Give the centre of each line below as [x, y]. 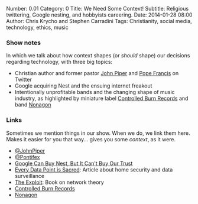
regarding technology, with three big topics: [59, 62]
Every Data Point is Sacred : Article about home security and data [94, 169]
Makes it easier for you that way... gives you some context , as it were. [91, 139]
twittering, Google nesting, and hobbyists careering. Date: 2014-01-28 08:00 [99, 15]
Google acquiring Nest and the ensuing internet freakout [83, 86]
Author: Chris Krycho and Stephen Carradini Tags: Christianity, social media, [99, 21]
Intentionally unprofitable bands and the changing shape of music [95, 92]
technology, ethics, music [38, 27]
